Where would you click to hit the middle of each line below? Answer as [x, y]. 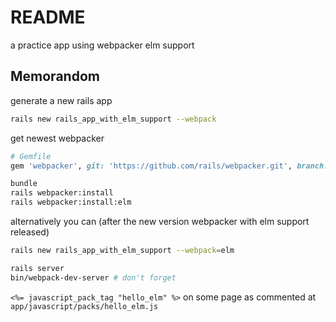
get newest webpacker [57, 138]
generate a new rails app [61, 100]
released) [30, 232]
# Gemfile [31, 156]
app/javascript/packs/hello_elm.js [84, 306]
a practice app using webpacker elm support [102, 45]
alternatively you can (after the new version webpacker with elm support [160, 221]
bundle [24, 184]
